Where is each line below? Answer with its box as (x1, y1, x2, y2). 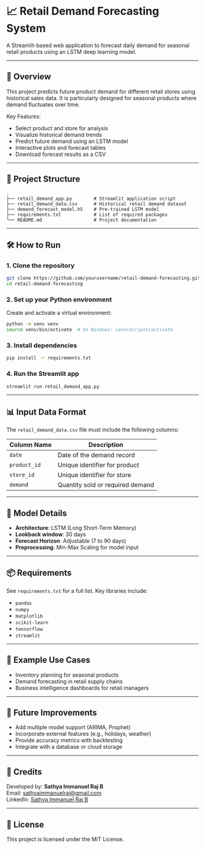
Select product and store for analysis (15, 124, 109, 131)
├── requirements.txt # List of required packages (6, 211, 168, 218)
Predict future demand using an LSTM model (15, 138, 128, 145)
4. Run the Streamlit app (6, 370, 79, 378)
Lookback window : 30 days (15, 531, 87, 538)
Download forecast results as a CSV (15, 150, 106, 158)
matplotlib (15, 613, 43, 619)
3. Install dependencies (6, 341, 77, 350)
